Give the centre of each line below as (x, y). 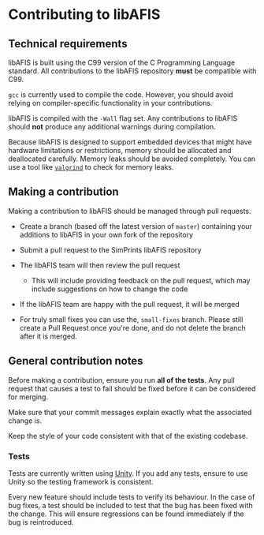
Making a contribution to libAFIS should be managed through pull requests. (130, 211)
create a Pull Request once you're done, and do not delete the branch (132, 327)
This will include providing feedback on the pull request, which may (141, 280)
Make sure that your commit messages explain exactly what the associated (130, 412)
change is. (25, 421)
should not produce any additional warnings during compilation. (112, 127)
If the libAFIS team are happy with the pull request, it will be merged (129, 304)
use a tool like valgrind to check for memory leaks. (91, 167)
